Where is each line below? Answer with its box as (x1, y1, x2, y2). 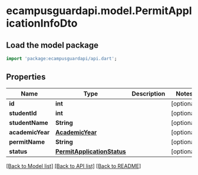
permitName (9, 137, 45, 146)
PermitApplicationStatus (55, 147, 127, 156)
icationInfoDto (6, 16, 78, 30)
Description (131, 90, 166, 98)
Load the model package (6, 40, 99, 50)
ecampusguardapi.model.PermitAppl (6, 4, 192, 18)
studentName (9, 118, 48, 127)
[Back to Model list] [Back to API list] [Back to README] (6, 162, 141, 169)
